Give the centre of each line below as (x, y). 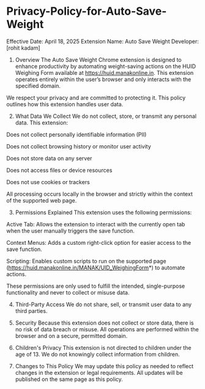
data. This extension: (42, 122)
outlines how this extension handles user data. (65, 104)
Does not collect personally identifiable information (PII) (76, 134)
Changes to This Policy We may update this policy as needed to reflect (104, 366)
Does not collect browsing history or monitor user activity (79, 146)
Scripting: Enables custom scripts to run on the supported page (86, 261)
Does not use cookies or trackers (48, 182)
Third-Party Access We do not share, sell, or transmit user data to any (103, 304)
